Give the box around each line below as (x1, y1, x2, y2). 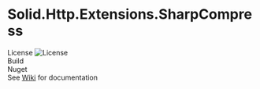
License (7, 48, 33, 57)
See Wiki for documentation (7, 73, 98, 82)
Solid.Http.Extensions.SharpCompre (7, 5, 253, 23)
